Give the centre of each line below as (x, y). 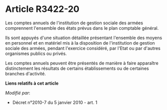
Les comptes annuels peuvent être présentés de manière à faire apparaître (82, 63)
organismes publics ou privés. (36, 54)
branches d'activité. (26, 73)
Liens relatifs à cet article (32, 83)
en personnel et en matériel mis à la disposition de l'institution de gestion (80, 43)
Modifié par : (18, 93)
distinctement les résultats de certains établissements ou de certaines (77, 68)
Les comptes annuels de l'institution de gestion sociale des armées (74, 23)
